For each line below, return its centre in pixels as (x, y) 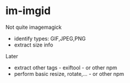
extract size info (34, 45)
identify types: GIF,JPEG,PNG (50, 38)
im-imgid (28, 11)
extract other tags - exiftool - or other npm (66, 67)
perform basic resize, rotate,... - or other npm (69, 74)
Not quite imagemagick (34, 27)
